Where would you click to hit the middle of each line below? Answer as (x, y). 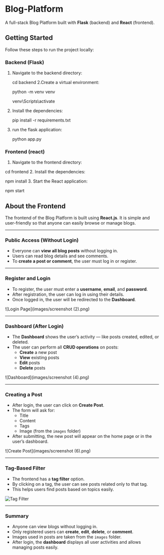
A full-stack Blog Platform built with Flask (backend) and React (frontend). (80, 22)
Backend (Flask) (25, 62)
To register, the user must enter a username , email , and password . (80, 289)
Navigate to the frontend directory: (47, 163)
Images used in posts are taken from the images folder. (67, 537)
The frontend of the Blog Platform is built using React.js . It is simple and (78, 218)
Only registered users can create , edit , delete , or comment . (72, 532)
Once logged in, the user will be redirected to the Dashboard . (74, 299)
